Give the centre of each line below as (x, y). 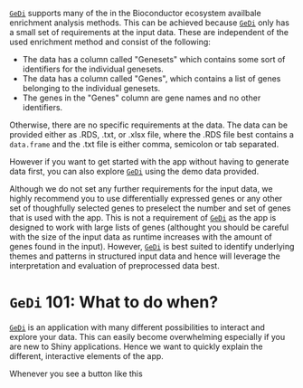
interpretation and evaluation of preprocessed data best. (114, 265)
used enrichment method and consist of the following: (110, 42)
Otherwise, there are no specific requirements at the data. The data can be (148, 125)
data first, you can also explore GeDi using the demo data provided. (134, 171)
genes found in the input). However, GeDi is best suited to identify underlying (152, 246)
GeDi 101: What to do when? (114, 303)
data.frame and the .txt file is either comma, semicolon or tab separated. (144, 144)
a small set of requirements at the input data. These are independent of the (149, 32)
